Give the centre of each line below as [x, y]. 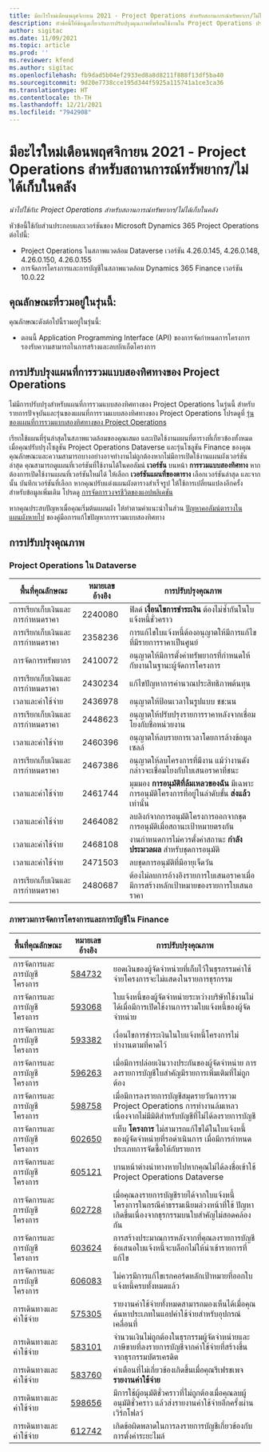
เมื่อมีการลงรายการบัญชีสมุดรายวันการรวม [174, 1095]
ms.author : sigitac [42, 68]
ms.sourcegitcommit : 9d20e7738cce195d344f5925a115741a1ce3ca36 [117, 82]
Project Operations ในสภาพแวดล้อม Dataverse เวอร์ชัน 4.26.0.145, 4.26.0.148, [140, 250]
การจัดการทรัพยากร [42, 661]
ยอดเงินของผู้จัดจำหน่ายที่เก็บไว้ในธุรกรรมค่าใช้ [182, 969]
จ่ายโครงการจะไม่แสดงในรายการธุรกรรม [172, 978]
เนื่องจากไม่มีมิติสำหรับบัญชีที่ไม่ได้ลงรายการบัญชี [184, 1115]
